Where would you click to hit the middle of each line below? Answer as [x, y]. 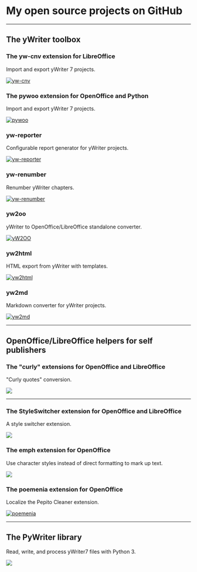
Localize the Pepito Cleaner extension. [52, 502]
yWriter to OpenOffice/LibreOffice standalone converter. [74, 227]
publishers [26, 350]
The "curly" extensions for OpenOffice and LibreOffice [86, 366]
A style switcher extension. [39, 424]
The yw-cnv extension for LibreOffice [61, 56]
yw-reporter [24, 135]
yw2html [19, 253]
